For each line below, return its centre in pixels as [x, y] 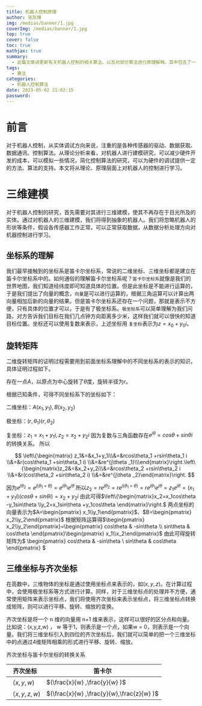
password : [19, 96]
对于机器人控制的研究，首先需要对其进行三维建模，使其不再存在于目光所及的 [101, 212]
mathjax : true [24, 51]
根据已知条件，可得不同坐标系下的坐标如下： [62, 394]
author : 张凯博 [24, 17]
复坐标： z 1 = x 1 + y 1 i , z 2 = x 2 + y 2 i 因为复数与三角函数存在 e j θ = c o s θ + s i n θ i [99, 435]
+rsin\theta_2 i [163, 469]
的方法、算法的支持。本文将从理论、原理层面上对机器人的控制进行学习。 [96, 168]
